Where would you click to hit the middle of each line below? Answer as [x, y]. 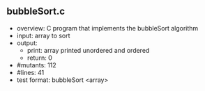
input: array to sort [43, 35]
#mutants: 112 [36, 65]
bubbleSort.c [36, 11]
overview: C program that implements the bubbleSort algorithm [107, 28]
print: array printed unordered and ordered [88, 50]
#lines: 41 [30, 72]
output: [27, 43]
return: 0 [40, 58]
